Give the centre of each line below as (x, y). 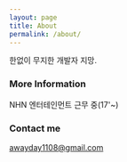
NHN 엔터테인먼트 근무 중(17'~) (64, 104)
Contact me (35, 128)
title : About (33, 26)
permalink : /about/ (45, 34)
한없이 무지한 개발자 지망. (53, 61)
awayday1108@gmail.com (56, 147)
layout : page (33, 17)
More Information (48, 84)
